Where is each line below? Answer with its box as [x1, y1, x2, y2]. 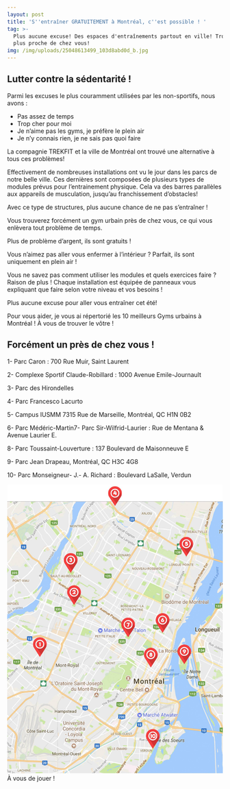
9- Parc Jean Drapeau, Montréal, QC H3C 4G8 [7, 457, 139, 465]
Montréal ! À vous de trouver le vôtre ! [7, 319, 114, 327]
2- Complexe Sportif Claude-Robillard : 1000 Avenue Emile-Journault [7, 370, 202, 378]
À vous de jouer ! [7, 775, 55, 783]
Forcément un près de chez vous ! [7, 339, 155, 351]
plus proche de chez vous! [13, 40, 90, 47]
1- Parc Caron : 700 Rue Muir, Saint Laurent [7, 357, 129, 365]
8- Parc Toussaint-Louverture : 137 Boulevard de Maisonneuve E [7, 444, 190, 452]
